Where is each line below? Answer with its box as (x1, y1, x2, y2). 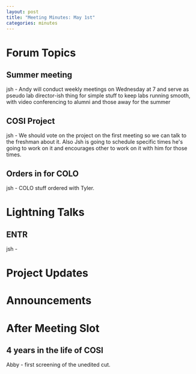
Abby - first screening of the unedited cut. (6, 361, 111, 369)
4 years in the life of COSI (6, 345, 104, 355)
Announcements (6, 294, 92, 307)
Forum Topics (6, 46, 76, 60)
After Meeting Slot (6, 321, 100, 335)
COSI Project (6, 115, 55, 126)
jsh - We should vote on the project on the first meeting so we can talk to (6, 132, 187, 139)
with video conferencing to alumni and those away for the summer (6, 99, 171, 106)
